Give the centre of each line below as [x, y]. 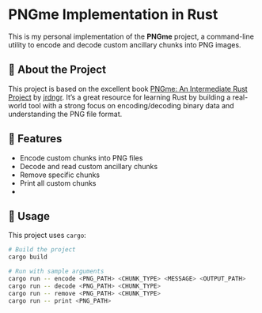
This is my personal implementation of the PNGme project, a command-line [131, 36]
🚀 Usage [29, 216]
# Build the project [42, 250]
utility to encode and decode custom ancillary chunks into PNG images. [125, 44]
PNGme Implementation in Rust [113, 15]
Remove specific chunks [60, 175]
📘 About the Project [57, 70]
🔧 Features [35, 139]
